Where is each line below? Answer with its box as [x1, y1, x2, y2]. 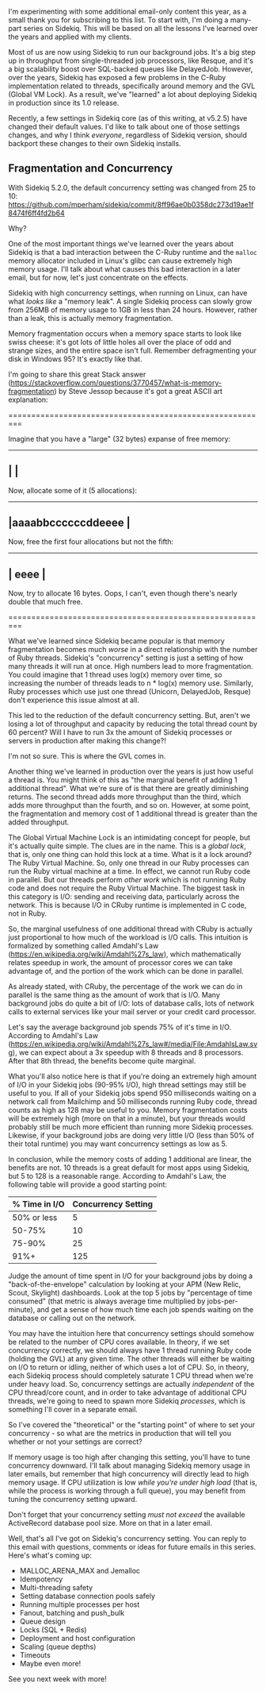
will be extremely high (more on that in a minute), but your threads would [8, 1114, 245, 1123]
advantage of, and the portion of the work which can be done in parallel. [8, 967, 244, 976]
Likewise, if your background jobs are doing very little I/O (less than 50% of [8, 1131, 255, 1141]
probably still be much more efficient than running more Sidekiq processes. [8, 1122, 254, 1132]
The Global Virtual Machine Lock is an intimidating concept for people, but [8, 833, 251, 843]
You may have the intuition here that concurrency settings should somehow [8, 1329, 255, 1338]
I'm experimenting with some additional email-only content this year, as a [8, 7, 247, 16]
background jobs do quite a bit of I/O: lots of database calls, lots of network [8, 998, 255, 1008]
